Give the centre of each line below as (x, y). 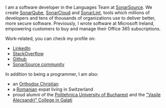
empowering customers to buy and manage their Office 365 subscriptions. (83, 29)
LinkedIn (22, 48)
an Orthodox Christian (36, 84)
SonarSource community (38, 64)
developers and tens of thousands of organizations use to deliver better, (80, 18)
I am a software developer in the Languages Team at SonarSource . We (79, 7)
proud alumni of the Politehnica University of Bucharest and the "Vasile (87, 95)
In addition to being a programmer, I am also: (52, 74)
